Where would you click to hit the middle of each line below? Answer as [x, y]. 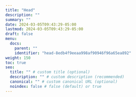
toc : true [16, 63]
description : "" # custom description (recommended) [67, 77]
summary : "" [18, 20]
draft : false [19, 34]
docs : [16, 44]
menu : [11, 39]
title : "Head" [20, 10]
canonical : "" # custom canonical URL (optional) [64, 82]
